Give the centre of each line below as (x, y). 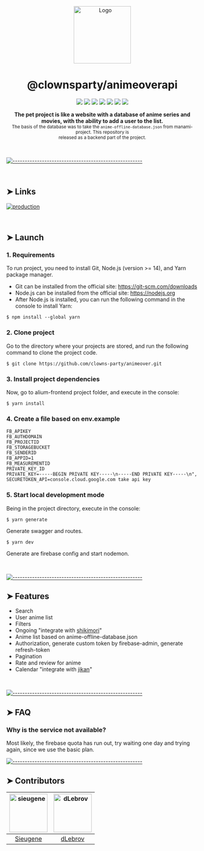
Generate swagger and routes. (45, 531)
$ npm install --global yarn (43, 317)
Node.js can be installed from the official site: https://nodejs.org (95, 293)
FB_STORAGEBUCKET (28, 448)
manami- (183, 127)
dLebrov (72, 839)
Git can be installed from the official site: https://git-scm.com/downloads (106, 287)
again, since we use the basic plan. (50, 750)
